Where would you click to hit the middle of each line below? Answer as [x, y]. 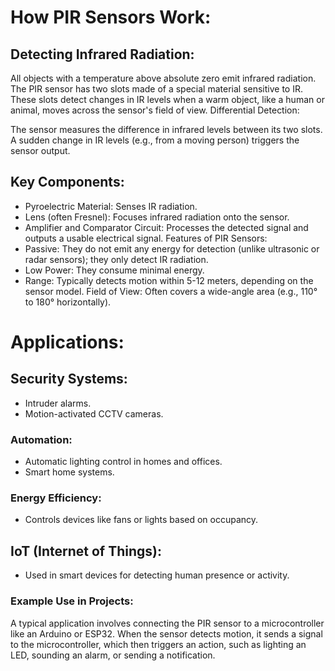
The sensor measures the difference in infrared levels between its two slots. [166, 129]
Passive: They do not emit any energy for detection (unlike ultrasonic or [172, 248]
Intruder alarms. [58, 403]
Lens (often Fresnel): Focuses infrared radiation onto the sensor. [157, 217]
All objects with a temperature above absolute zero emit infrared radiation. [163, 78]
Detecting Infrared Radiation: [102, 54]
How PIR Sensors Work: [111, 17]
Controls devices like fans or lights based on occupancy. [141, 520]
